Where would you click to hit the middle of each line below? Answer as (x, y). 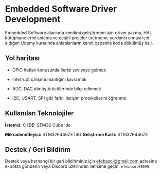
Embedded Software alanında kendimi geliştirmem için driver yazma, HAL (79, 32)
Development (33, 19)
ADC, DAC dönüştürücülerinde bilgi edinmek (56, 89)
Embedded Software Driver (61, 9)
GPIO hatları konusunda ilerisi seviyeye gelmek (59, 70)
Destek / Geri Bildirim (38, 150)
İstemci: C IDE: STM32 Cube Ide (38, 125)
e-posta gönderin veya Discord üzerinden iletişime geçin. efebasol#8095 (77, 166)
